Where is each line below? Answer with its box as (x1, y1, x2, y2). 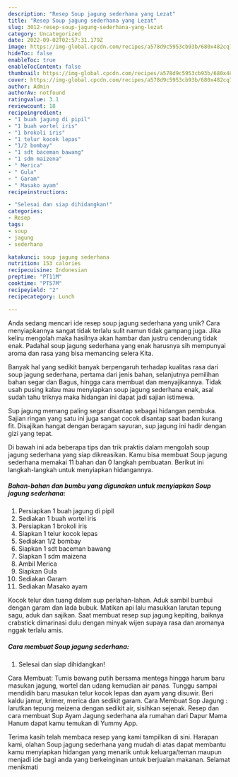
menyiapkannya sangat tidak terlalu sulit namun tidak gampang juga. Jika (8, 326, 222, 335)
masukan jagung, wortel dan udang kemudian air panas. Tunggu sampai (8, 681, 218, 690)
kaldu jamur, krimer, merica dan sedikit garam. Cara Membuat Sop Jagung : (8, 696, 228, 705)
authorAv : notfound (8, 89, 66, 96)
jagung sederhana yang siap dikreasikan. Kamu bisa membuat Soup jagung (8, 450, 227, 459)
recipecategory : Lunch (8, 293, 75, 300)
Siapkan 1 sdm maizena (18, 552, 87, 561)
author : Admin (8, 83, 50, 90)
